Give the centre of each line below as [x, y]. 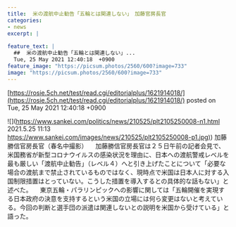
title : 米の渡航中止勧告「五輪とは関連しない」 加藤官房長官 [87, 14]
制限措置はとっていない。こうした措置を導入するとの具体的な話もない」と [121, 181]
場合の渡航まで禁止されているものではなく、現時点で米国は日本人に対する [115, 172]
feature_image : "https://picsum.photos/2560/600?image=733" [98, 66]
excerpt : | [23, 33]
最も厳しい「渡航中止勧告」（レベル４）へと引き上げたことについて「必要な [117, 163]
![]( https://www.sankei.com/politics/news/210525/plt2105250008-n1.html [114, 121]
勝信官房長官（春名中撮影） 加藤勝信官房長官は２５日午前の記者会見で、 [116, 145]
